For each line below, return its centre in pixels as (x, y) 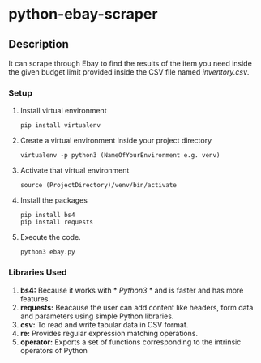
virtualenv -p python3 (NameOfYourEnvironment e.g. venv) (120, 156)
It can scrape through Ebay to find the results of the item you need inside (130, 63)
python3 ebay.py (47, 252)
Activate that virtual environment (75, 170)
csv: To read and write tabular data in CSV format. (104, 324)
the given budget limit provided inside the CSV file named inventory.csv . (129, 72)
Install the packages (53, 200)
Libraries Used (38, 272)
